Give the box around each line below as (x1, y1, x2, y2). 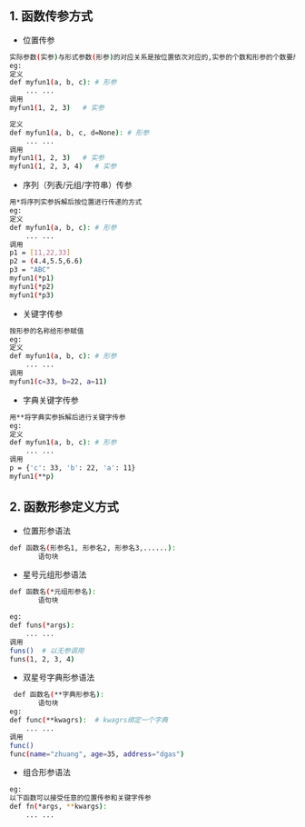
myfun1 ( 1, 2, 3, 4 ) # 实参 (9, 162, 117, 171)
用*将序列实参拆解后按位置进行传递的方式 (9, 198, 143, 207)
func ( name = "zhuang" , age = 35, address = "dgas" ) (9, 749, 184, 759)
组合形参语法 (22, 767, 71, 778)
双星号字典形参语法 (22, 672, 95, 683)
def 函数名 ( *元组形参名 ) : (9, 587, 97, 597)
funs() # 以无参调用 (9, 646, 84, 655)
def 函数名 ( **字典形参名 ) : (13, 690, 104, 700)
